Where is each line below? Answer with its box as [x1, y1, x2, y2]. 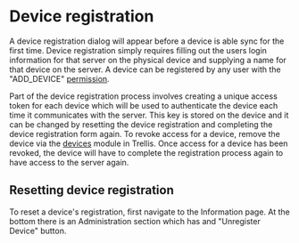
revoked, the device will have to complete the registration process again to [9, 147, 284, 158]
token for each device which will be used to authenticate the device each [9, 100, 278, 110]
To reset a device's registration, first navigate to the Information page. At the [9, 207, 290, 217]
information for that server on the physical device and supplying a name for [9, 54, 287, 65]
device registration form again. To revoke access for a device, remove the [9, 128, 281, 139]
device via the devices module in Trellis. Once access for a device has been [9, 138, 288, 149]
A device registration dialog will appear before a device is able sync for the [9, 36, 285, 46]
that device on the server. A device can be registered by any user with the [9, 64, 281, 75]
